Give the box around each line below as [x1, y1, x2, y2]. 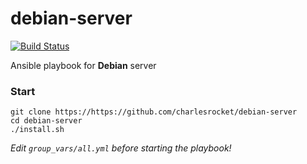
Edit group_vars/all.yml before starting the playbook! [10, 142, 232, 154]
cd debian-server [10, 116, 83, 126]
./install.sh [10, 125, 65, 135]
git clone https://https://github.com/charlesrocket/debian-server [10, 107, 298, 117]
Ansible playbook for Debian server [10, 59, 157, 71]
